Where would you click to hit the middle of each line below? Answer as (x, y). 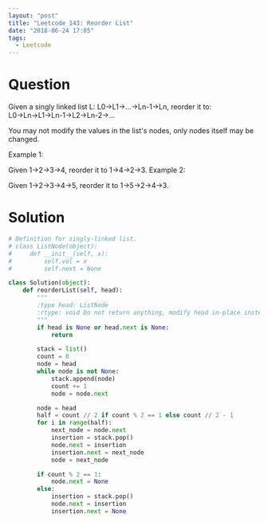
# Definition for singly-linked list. (73, 239)
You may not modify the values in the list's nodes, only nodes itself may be (131, 131)
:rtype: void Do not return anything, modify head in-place (139, 312)
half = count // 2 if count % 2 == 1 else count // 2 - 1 (135, 415)
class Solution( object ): (49, 283)
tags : (17, 38)
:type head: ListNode (73, 305)
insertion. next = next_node (98, 452)
